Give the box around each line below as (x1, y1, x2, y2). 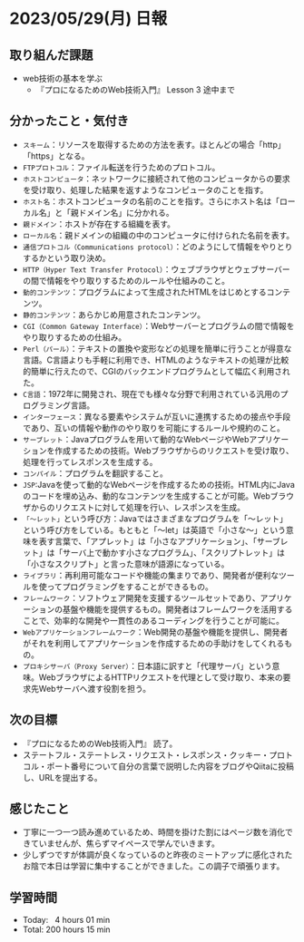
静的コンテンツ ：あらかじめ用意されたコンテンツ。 (22, 309, 206, 320)
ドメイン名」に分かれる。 (78, 207, 174, 218)
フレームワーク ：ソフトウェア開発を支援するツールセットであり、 (22, 592, 260, 603)
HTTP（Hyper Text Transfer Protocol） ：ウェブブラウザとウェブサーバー (22, 264, 290, 275)
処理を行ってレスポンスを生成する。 (22, 456, 158, 467)
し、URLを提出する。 (22, 772, 103, 782)
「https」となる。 (22, 151, 90, 161)
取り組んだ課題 (9, 47, 93, 63)
